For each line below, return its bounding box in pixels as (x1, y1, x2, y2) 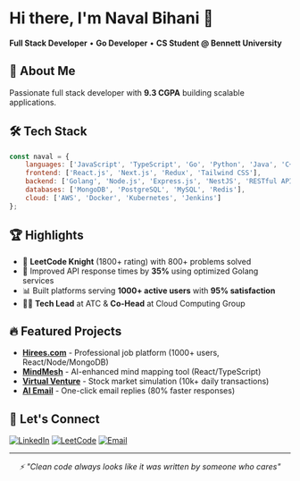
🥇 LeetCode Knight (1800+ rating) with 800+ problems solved (21, 256, 252, 266)
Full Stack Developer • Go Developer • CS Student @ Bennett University (9, 38, 283, 48)
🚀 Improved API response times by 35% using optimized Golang (21, 266, 259, 276)
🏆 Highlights (9, 228, 84, 243)
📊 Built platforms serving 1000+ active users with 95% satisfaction (21, 285, 276, 296)
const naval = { (9, 152, 70, 161)
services (21, 274, 54, 285)
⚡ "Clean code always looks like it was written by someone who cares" (19, 461, 281, 472)
